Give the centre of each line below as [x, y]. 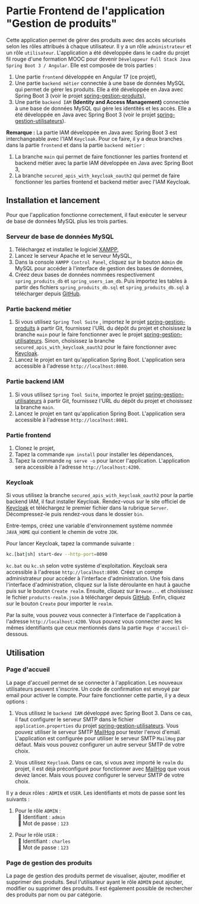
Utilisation [26, 652]
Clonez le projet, [35, 448]
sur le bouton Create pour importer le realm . [60, 603]
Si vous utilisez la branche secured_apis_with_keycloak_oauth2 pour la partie [100, 495]
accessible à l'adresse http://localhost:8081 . [72, 419]
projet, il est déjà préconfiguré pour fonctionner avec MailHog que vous [102, 769]
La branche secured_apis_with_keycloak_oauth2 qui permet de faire [97, 175]
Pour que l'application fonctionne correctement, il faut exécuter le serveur [97, 214]
